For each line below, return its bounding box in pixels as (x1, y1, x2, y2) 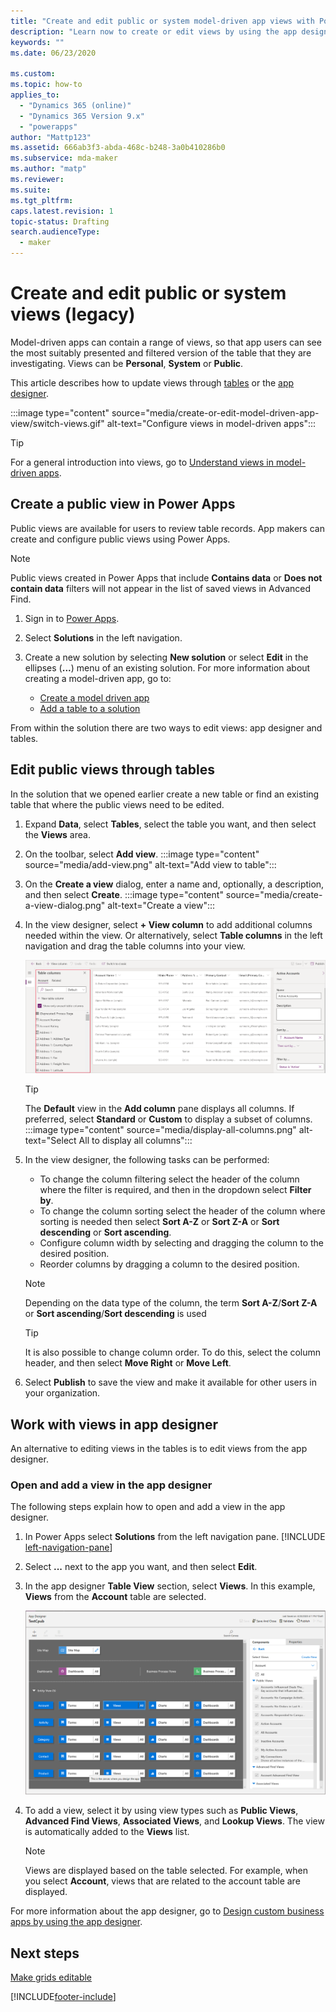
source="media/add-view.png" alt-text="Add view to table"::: (24, 858, 277, 870)
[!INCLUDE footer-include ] (10, 1991, 117, 2003)
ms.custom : (10, 69, 56, 79)
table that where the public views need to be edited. (10, 798, 225, 810)
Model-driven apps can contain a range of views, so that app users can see (10, 336, 322, 348)
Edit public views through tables (10, 761, 216, 779)
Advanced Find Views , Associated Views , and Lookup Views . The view (24, 1815, 325, 1827)
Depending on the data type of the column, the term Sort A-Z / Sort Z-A (24, 1297, 318, 1309)
